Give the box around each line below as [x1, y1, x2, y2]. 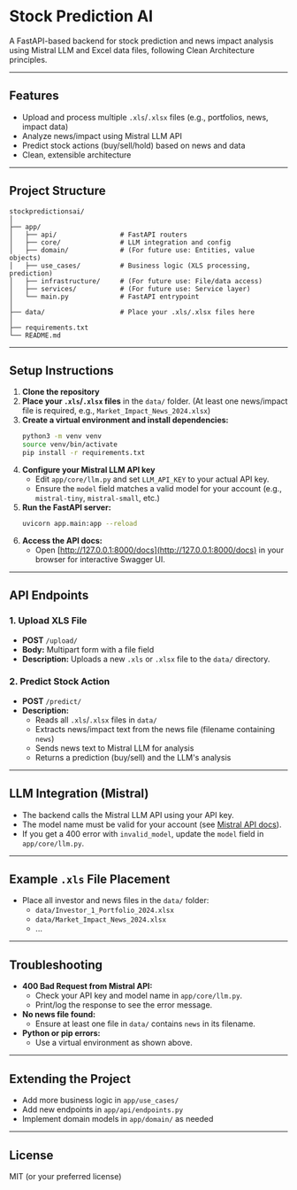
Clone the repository [21, 387, 100, 398]
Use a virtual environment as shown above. [34, 1038, 193, 1048]
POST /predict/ [21, 695, 82, 706]
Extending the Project [9, 1071, 131, 1086]
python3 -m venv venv [21, 432, 103, 441]
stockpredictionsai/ [9, 206, 86, 216]
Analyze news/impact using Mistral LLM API [21, 130, 183, 141]
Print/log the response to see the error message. [34, 1000, 213, 1010]
